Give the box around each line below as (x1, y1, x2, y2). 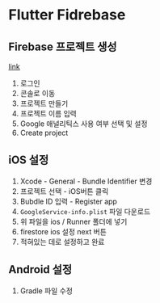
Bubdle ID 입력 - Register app (19, 196, 117, 206)
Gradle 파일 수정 (19, 285, 73, 296)
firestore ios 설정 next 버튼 (19, 226, 107, 236)
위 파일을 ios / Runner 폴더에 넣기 (19, 217, 128, 226)
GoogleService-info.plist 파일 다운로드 (19, 206, 151, 216)
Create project (19, 128, 69, 137)
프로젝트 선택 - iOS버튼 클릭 (19, 186, 109, 196)
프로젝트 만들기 (19, 99, 69, 108)
